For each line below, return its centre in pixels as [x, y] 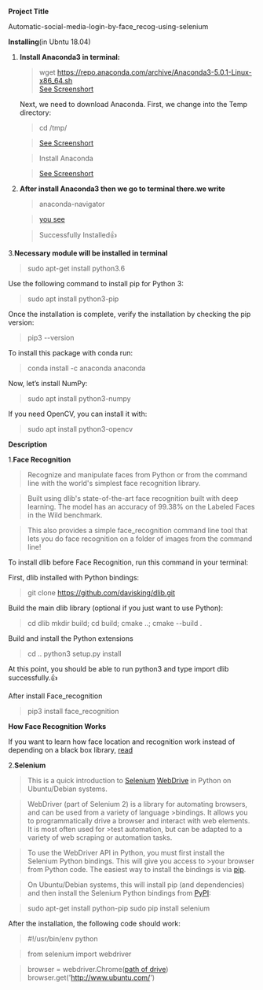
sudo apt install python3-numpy [79, 399]
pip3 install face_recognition [73, 711]
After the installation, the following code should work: [94, 924]
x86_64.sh [56, 81]
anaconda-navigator [72, 204]
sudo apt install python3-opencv [80, 429]
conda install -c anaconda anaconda [86, 368]
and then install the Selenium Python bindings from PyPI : [119, 893]
